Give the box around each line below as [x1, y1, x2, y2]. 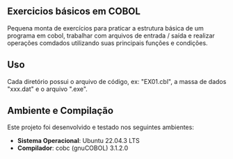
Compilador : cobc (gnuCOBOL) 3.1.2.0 [17, 144, 129, 152]
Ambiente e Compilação [7, 105, 113, 117]
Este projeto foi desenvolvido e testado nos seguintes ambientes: [7, 123, 195, 131]
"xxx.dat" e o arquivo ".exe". [7, 85, 88, 93]
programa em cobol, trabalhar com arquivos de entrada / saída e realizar [7, 31, 216, 40]
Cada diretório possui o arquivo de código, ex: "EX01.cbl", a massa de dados [7, 77, 227, 85]
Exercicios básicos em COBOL [7, 6, 141, 17]
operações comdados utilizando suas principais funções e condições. [7, 38, 208, 47]
